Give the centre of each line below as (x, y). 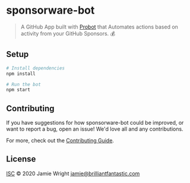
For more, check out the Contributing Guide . (60, 141)
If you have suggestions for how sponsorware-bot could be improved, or (95, 123)
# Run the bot (24, 84)
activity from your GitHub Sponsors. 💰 (68, 33)
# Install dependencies (36, 68)
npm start (18, 90)
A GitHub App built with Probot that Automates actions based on (99, 27)
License (21, 159)
